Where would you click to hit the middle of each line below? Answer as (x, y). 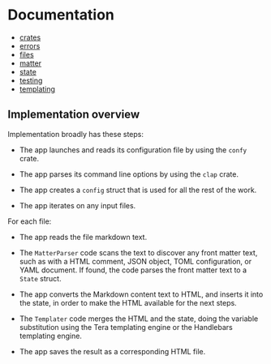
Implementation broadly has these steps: (75, 134)
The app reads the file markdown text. (83, 237)
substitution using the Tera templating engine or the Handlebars (126, 327)
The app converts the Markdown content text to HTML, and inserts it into (141, 294)
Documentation (61, 15)
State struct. (40, 278)
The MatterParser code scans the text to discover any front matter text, (138, 252)
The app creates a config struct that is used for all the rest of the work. (138, 190)
